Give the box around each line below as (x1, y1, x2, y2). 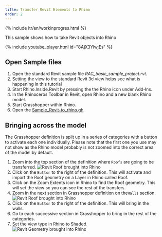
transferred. (12, 164, 36, 170)
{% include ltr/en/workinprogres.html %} (5, 25, 87, 31)
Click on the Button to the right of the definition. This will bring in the (12, 201, 149, 206)
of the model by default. (5, 149, 54, 156)
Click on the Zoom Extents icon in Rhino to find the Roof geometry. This (12, 180, 156, 185)
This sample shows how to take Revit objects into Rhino (5, 35, 117, 40)
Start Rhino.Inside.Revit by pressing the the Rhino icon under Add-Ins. (12, 86, 152, 92)
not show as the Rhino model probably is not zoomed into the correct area (5, 145, 154, 150)
